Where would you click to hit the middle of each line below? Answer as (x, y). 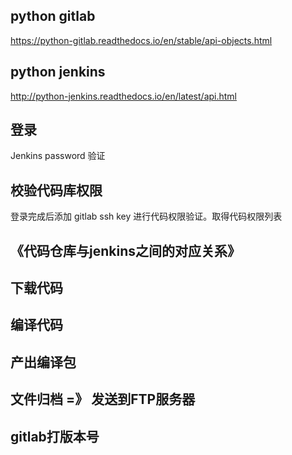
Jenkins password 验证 (58, 156)
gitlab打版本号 (55, 436)
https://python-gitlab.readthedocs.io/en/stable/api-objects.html (141, 40)
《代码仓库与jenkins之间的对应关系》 (125, 250)
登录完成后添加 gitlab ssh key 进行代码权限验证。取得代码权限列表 (146, 216)
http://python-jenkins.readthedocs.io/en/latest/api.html (123, 96)
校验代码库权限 (56, 190)
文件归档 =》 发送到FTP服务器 (103, 399)
